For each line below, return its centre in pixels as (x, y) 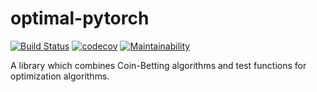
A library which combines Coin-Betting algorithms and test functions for (158, 65)
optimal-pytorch (80, 18)
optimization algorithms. (60, 76)
